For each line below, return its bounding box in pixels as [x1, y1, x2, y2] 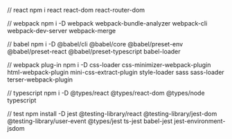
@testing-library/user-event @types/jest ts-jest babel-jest [7, 117, 173, 125]
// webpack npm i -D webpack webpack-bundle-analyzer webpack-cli [7, 19, 208, 27]
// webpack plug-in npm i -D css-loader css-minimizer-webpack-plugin [7, 61, 211, 68]
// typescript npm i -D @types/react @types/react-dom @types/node [7, 89, 206, 97]
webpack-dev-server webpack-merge [7, 27, 116, 35]
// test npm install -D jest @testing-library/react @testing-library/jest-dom [7, 110, 217, 118]
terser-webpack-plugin [7, 75, 73, 84]
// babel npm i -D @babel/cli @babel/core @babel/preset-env [7, 40, 184, 48]
